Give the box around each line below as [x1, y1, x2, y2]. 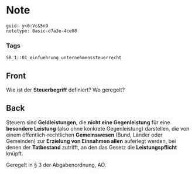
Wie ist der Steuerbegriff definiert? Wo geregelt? [6, 86, 125, 94]
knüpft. [6, 150, 23, 157]
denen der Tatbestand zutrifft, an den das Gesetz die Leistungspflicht [6, 144, 177, 151]
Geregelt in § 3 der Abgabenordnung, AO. [6, 161, 107, 168]
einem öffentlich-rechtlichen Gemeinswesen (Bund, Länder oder [6, 131, 163, 138]
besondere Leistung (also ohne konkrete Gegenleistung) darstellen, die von [6, 125, 190, 132]
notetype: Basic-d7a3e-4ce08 [6, 28, 77, 34]
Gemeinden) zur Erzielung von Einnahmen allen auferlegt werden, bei [6, 137, 176, 144]
